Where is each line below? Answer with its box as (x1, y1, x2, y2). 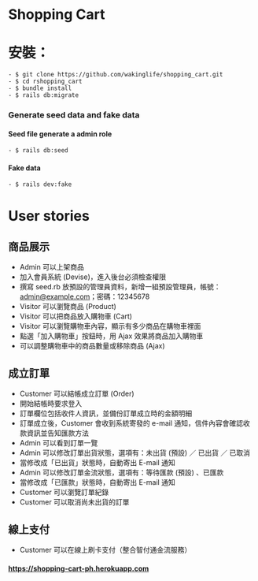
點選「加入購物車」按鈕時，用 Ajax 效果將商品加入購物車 (19, 331, 204, 341)
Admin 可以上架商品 (19, 263, 84, 272)
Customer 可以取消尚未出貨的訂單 (19, 497, 130, 507)
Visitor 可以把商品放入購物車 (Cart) (19, 311, 132, 321)
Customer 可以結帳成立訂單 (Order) (19, 389, 135, 399)
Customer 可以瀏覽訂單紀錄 (19, 487, 109, 497)
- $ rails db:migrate (8, 91, 79, 99)
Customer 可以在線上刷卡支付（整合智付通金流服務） (19, 546, 192, 555)
